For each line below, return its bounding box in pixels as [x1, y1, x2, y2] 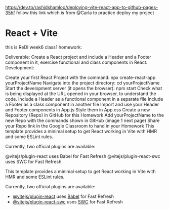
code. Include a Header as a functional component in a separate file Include [5, 96, 163, 102]
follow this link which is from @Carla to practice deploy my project [16, 10, 154, 16]
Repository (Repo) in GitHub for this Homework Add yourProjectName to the [5, 112, 164, 118]
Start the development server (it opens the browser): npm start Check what [5, 85, 162, 91]
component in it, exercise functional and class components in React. [5, 59, 148, 65]
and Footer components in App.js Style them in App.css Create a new [5, 106, 150, 113]
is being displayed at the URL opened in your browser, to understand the [5, 91, 156, 97]
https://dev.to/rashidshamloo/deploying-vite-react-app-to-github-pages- [5, 5, 158, 10]
